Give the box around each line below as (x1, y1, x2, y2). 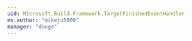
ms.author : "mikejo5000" (7, 17, 79, 24)
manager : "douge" (7, 23, 58, 30)
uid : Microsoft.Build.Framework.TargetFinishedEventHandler (7, 10, 186, 17)
